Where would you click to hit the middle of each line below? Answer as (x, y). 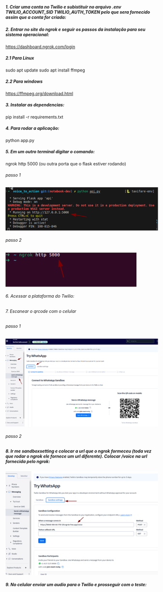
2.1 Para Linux (20, 58)
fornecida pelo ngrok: (28, 462)
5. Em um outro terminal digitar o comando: (50, 151)
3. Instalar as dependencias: (35, 105)
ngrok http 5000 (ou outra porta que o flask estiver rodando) (66, 164)
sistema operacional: (28, 35)
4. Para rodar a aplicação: (32, 128)
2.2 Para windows (24, 81)
